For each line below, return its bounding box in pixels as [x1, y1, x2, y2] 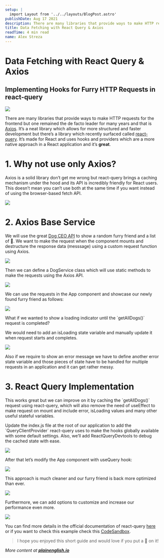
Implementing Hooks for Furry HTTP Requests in [5, 85, 156, 94]
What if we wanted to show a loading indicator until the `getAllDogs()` [5, 315, 145, 321]
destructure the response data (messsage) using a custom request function [5, 243, 157, 249]
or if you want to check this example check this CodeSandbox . [5, 528, 131, 534]
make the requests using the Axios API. [5, 272, 84, 278]
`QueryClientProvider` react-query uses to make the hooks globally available [5, 427, 159, 434]
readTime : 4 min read [5, 30, 49, 35]
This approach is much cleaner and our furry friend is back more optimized [5, 475, 156, 481]
